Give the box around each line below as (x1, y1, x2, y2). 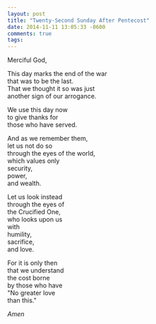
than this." (7, 297, 37, 305)
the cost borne (7, 274, 51, 282)
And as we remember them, (7, 135, 88, 143)
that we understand (7, 266, 64, 275)
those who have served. (7, 120, 78, 129)
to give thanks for (7, 113, 59, 122)
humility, (7, 230, 32, 239)
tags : (7, 37, 23, 44)
